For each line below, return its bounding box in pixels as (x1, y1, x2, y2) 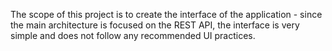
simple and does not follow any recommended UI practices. (10, 30, 256, 41)
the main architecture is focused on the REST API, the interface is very (10, 19, 300, 31)
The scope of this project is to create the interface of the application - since (10, 9, 323, 20)
